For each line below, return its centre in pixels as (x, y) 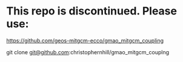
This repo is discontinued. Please (92, 11)
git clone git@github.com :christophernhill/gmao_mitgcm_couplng (88, 52)
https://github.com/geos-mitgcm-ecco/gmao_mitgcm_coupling (85, 40)
